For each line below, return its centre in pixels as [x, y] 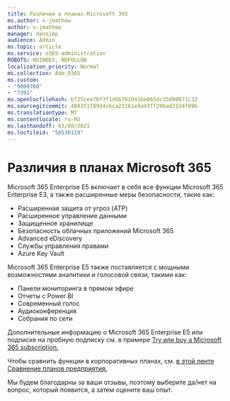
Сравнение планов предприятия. [57, 368]
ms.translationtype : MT [42, 113]
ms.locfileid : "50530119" [45, 132]
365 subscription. [33, 347]
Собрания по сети [45, 319]
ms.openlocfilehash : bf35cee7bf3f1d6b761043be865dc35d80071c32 [103, 100]
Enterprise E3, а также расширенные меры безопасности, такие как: [111, 195]
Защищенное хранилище [55, 223]
